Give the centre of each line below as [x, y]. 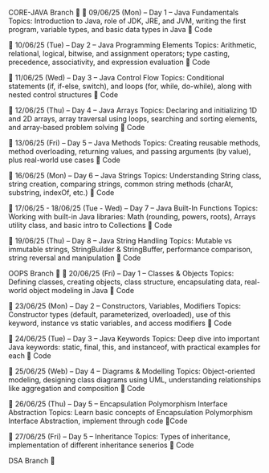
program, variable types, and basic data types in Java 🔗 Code [110, 29]
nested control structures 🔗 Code [63, 95]
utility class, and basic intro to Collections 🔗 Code [90, 225]
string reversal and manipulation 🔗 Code [75, 258]
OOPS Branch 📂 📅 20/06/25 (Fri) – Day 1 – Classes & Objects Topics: [121, 273]
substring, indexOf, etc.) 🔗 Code [61, 192]
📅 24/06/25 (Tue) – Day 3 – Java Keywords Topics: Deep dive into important [134, 338]
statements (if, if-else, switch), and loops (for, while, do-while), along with [130, 86]
